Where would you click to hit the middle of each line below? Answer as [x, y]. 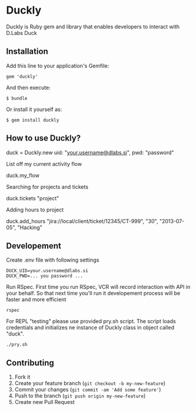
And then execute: [28, 87]
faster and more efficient [36, 299]
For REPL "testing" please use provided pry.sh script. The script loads [91, 321]
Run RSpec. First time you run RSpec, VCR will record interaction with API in [98, 287]
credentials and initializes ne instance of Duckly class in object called [90, 328]
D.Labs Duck [22, 32]
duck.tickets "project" [33, 198]
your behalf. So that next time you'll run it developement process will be [93, 293]
